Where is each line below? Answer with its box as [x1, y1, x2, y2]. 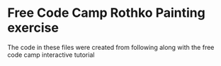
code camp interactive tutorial [7, 51, 95, 59]
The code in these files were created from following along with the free [7, 43, 215, 51]
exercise [7, 20, 59, 36]
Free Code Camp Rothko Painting [7, 5, 205, 21]
